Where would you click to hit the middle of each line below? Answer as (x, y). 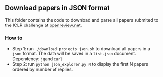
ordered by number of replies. (42, 69)
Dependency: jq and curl (37, 59)
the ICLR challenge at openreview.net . (43, 25)
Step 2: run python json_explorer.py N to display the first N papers (80, 64)
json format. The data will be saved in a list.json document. (74, 54)
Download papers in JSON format (57, 8)
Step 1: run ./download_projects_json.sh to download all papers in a (81, 49)
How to (14, 38)
